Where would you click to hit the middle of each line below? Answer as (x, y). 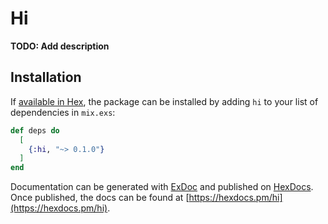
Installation (46, 77)
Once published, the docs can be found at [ (100, 198)
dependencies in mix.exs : (63, 112)
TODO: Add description (60, 46)
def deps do (35, 130)
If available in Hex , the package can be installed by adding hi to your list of (164, 101)
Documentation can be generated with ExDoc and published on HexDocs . (162, 187)
